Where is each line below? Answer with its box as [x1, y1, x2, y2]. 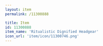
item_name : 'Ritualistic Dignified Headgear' [5, 30, 99, 34]
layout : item [5, 7, 32, 12]
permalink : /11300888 [5, 12, 49, 16]
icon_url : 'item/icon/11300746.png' [5, 34, 79, 39]
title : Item [5, 20, 29, 25]
